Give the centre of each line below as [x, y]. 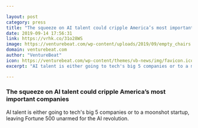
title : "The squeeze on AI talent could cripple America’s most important [100, 28]
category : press [26, 22]
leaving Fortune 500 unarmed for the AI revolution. [67, 118]
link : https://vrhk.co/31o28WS [44, 39]
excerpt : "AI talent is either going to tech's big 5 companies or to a [97, 66]
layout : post [22, 17]
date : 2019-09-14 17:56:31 [39, 33]
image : [14, 44]
